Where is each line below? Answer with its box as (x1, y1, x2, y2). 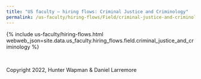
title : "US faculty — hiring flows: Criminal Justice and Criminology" (6, 8, 188, 15)
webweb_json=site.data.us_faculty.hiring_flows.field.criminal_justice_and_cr (6, 37, 194, 44)
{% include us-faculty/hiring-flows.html (6, 30, 103, 37)
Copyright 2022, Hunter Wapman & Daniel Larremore (6, 66, 137, 73)
